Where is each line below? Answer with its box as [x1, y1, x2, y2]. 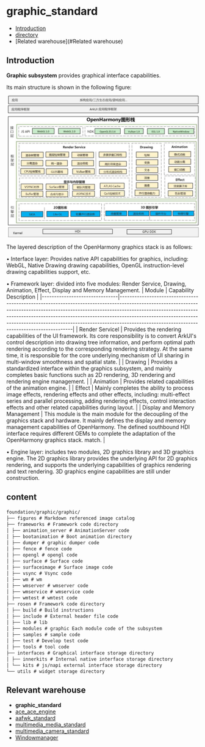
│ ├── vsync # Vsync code [6, 570, 72, 577]
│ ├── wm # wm [6, 576, 43, 583]
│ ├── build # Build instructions [6, 607, 95, 613]
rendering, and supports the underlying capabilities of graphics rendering [6, 461, 191, 468]
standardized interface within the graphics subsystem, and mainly [6, 365, 172, 372]
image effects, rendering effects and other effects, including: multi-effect [6, 390, 190, 398]
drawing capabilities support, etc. [6, 268, 91, 275]
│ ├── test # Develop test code [6, 637, 88, 644]
